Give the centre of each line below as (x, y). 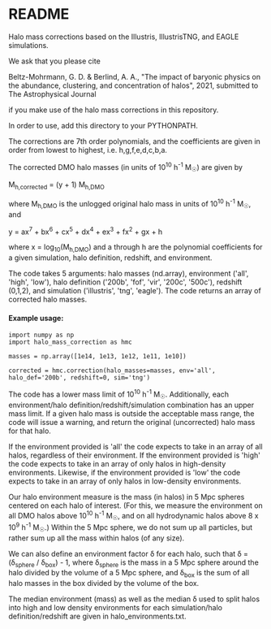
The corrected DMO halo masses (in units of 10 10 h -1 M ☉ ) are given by (126, 167)
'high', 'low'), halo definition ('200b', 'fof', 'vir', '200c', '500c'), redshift (125, 282)
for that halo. (30, 431)
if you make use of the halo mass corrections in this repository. (114, 110)
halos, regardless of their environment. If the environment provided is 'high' (135, 455)
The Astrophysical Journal (52, 93)
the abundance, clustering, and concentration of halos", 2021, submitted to (133, 85)
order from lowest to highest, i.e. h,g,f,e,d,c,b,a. (88, 150)
